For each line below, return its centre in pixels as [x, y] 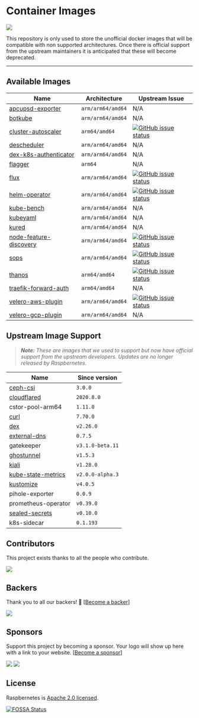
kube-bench [27, 208]
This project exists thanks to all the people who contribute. [78, 558]
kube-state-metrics [37, 475]
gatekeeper [25, 445]
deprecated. [21, 57]
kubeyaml [23, 217]
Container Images [51, 11]
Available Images [38, 82]
